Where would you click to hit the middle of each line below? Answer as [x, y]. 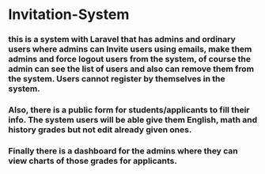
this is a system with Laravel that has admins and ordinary [122, 40]
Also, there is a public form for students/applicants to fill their [129, 110]
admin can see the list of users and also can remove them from [131, 69]
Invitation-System [69, 15]
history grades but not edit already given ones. [100, 130]
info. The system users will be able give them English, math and [133, 120]
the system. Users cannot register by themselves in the [117, 79]
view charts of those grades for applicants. [93, 161]
